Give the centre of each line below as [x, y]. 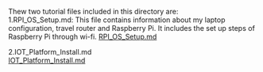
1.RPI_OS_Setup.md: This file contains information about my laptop [117, 20]
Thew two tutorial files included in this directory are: [93, 11]
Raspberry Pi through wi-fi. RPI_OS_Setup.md [83, 36]
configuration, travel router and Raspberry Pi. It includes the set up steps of [132, 28]
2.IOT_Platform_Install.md [50, 52]
